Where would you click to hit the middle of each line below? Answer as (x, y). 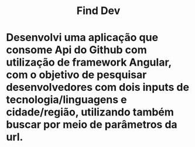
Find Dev (98, 11)
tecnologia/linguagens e (66, 100)
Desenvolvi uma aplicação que (82, 38)
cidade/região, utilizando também (90, 112)
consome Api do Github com (77, 50)
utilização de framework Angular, (89, 62)
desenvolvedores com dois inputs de (97, 88)
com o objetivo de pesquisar (76, 75)
